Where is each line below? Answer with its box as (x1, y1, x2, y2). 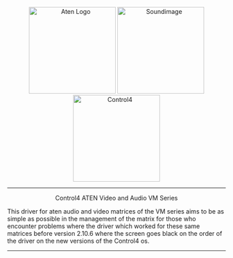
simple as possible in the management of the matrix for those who (7, 215, 196, 223)
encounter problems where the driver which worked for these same (7, 222, 200, 230)
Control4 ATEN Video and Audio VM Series (55, 194, 178, 202)
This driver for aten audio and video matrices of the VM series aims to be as (7, 207, 224, 215)
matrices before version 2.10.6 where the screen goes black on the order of (7, 230, 223, 237)
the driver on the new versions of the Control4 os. (7, 237, 150, 245)
